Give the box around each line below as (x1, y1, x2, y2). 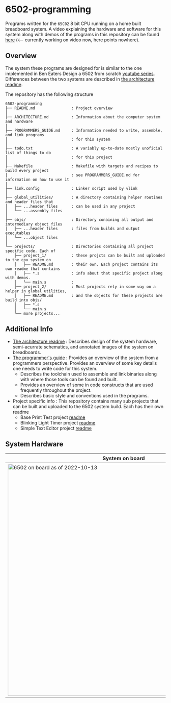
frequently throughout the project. (20, 387, 92, 393)
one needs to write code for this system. (12, 365, 98, 371)
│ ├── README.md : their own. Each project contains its (14, 262, 158, 267)
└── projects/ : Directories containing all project (5, 244, 154, 249)
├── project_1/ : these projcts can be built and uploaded (14, 253, 165, 258)
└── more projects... (14, 311, 60, 316)
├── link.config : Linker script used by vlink (5, 186, 138, 191)
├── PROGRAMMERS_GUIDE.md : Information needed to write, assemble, (5, 128, 163, 133)
